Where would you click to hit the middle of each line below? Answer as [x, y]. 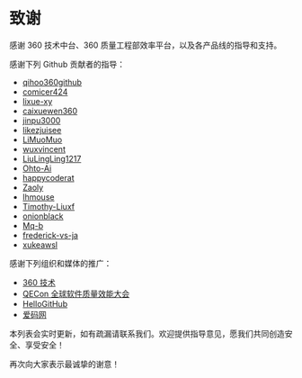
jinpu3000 [41, 120]
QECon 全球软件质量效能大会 [76, 293]
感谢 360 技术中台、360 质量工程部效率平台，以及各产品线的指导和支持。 [146, 45]
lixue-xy [37, 101]
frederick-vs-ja [50, 235]
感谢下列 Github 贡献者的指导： [67, 64]
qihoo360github [52, 82]
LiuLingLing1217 [52, 158]
